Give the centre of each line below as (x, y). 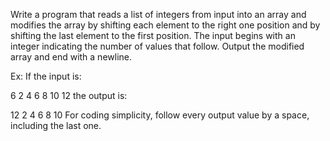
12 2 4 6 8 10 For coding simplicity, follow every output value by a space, (160, 115)
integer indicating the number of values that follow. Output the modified (157, 46)
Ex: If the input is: (46, 76)
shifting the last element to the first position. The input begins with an (153, 35)
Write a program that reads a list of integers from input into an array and (158, 14)
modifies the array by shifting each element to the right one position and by (165, 25)
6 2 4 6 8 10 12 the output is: (69, 95)
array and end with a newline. (71, 57)
